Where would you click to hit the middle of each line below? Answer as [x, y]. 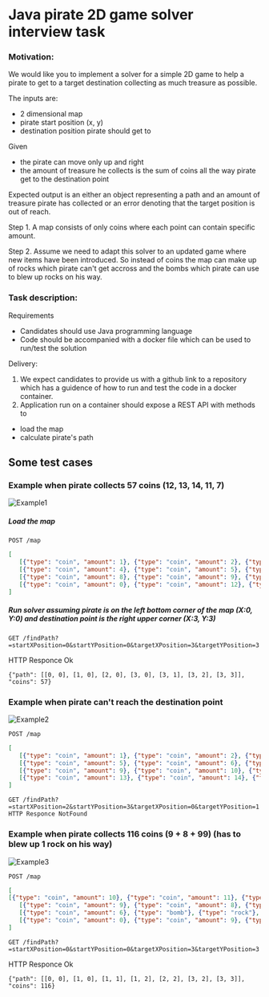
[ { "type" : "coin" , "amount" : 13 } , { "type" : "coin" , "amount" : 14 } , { [137, 778]
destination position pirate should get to [85, 131]
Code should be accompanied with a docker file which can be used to [135, 340]
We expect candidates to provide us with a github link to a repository [133, 379]
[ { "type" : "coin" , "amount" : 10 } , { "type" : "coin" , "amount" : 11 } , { [127, 898]
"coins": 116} [32, 986]
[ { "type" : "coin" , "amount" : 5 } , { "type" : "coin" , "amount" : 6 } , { [134, 763]
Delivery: [23, 364]
